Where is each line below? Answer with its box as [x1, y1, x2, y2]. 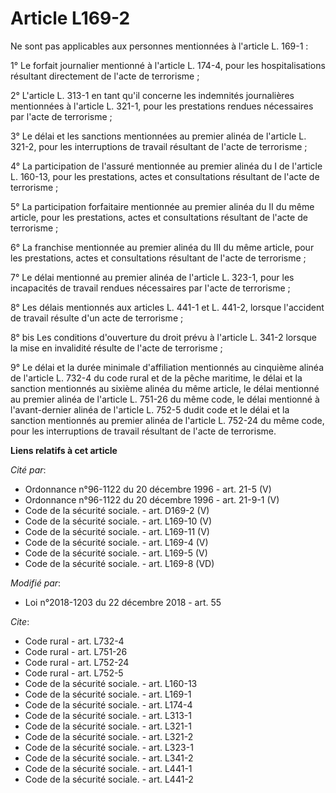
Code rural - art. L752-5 [24, 667, 124, 679]
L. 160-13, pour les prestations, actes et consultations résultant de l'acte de [10, 170, 320, 182]
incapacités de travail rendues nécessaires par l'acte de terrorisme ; [10, 282, 291, 294]
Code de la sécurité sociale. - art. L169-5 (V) [24, 547, 208, 559]
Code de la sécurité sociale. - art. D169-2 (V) [24, 504, 210, 516]
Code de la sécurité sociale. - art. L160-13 [24, 677, 198, 689]
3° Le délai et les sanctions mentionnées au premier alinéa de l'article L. [10, 130, 307, 142]
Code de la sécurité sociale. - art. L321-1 [24, 720, 192, 732]
